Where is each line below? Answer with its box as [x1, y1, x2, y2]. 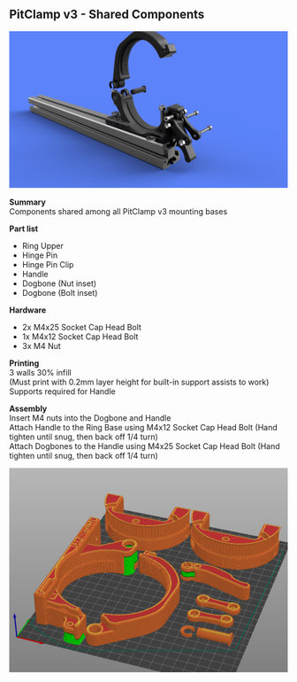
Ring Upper [21, 241, 64, 252]
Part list [9, 223, 38, 234]
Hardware [9, 305, 47, 315]
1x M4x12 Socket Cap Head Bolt [21, 331, 139, 342]
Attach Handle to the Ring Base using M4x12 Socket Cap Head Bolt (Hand [9, 422, 278, 433]
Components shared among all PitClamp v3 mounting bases [9, 206, 228, 217]
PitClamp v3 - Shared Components [9, 7, 205, 22]
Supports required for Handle [9, 386, 117, 397]
